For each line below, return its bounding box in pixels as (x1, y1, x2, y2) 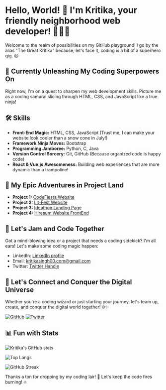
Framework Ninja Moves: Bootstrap (12, 140, 86, 146)
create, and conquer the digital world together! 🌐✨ (5, 304, 109, 310)
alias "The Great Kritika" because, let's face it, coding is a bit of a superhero (5, 47, 161, 53)
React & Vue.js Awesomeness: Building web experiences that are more (12, 161, 160, 167)
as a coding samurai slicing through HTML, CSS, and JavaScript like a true (5, 93, 158, 99)
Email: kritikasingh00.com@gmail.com (12, 258, 91, 264)
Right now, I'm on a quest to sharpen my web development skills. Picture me (5, 88, 162, 94)
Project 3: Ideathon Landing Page (12, 205, 82, 211)
